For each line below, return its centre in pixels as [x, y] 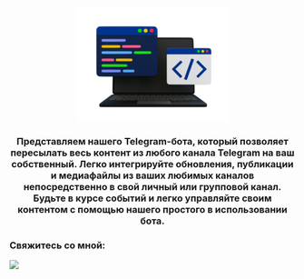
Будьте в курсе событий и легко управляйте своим [152, 198]
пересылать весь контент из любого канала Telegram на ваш [152, 153]
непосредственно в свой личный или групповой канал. [152, 186]
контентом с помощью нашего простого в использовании [152, 209]
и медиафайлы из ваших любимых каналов [152, 175]
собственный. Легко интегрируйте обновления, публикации [152, 164]
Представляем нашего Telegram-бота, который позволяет [152, 141]
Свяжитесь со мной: [58, 245]
